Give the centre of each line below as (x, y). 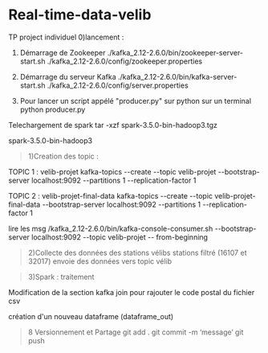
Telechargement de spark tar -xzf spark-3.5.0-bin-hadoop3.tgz (113, 125)
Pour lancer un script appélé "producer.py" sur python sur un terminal (135, 101)
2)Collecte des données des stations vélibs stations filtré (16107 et (137, 252)
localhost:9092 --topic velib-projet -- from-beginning (120, 237)
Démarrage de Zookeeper (63, 52)
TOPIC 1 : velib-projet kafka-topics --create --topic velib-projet (112, 171)
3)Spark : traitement (61, 277)
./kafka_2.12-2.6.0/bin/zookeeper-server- (175, 52)
